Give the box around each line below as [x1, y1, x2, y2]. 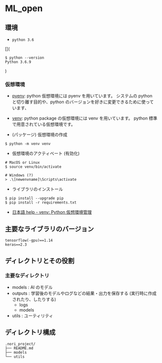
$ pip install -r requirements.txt [5, 200, 77, 205]
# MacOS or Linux [5, 160, 40, 165]
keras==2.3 [5, 242, 27, 247]
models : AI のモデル [12, 284, 53, 290]
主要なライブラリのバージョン [5, 225, 94, 233]
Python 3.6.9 [5, 60, 31, 64]
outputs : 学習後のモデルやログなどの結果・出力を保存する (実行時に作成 [12, 290, 157, 296]
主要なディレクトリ [5, 272, 50, 279]
